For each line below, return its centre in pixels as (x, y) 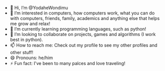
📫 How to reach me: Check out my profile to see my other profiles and (84, 45)
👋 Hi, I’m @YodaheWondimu (39, 8)
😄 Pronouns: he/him (31, 58)
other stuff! (22, 52)
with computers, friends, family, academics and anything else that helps (85, 18)
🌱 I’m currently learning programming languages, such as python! (78, 29)
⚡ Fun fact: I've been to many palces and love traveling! (68, 63)
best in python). (26, 39)
